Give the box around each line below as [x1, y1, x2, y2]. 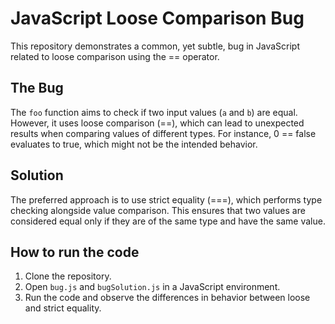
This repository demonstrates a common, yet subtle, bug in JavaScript [10, 40, 300, 52]
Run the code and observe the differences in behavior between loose [24, 292, 311, 304]
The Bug [10, 80, 64, 97]
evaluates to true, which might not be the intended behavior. [10, 138, 258, 150]
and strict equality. [24, 302, 102, 314]
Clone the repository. [24, 270, 112, 282]
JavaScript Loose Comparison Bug [10, 7, 305, 30]
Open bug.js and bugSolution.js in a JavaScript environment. [24, 281, 281, 293]
